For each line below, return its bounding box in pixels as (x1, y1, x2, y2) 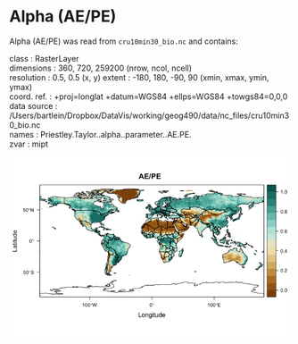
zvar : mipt (9, 138, 49, 149)
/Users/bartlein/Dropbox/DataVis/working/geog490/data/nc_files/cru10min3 (9, 110, 290, 121)
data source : (9, 100, 58, 111)
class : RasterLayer (9, 53, 79, 63)
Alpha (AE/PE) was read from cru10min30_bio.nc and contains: (9, 36, 239, 46)
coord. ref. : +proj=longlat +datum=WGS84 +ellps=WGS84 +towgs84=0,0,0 (9, 91, 288, 102)
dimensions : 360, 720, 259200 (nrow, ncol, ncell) (9, 63, 193, 73)
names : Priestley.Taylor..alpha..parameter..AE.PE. (9, 129, 192, 139)
